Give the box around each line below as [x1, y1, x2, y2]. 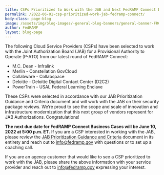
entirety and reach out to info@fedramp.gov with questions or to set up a [5, 139, 152, 145]
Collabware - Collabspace [12, 74, 65, 79]
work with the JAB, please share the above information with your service [5, 159, 151, 165]
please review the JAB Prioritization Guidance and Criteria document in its [5, 134, 154, 140]
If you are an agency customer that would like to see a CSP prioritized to [5, 154, 150, 159]
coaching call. [5, 145, 33, 150]
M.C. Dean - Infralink [12, 63, 54, 69]
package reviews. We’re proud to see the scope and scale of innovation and [5, 104, 158, 109]
